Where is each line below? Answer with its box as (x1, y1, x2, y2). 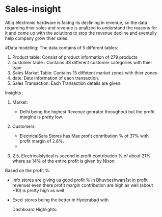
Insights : (5, 90, 24, 96)
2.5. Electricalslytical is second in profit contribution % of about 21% (12, 153, 151, 159)
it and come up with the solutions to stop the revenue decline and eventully (5, 30, 157, 36)
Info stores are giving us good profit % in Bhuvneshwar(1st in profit (12, 177, 148, 183)
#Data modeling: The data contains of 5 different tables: (5, 45, 119, 50)
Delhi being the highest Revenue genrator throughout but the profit (19, 109, 155, 115)
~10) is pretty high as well (12, 187, 65, 193)
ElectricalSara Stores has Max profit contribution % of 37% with (19, 133, 149, 139)
